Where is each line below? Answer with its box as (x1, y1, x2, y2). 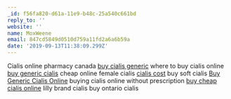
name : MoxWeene (7, 29, 52, 37)
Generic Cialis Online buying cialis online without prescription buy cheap (7, 77, 218, 84)
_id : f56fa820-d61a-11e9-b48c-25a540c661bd (7, 10, 137, 17)
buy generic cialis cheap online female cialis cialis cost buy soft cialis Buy (7, 69, 220, 77)
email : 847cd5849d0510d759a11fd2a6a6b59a (7, 36, 131, 43)
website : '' (7, 23, 42, 30)
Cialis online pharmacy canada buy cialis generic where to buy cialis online (7, 62, 225, 70)
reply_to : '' (7, 17, 46, 24)
